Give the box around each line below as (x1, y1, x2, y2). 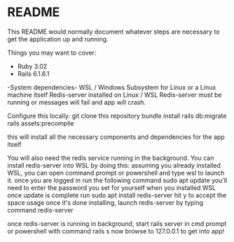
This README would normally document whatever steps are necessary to (7, 27, 220, 36)
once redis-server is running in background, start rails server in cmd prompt (7, 219, 227, 228)
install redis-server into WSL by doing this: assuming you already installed (7, 161, 221, 169)
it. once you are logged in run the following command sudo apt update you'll (7, 176, 228, 184)
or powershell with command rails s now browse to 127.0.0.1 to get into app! (7, 227, 225, 235)
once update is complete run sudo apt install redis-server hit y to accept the (7, 191, 227, 199)
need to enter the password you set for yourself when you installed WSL (7, 183, 216, 191)
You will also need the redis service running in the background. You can (7, 154, 214, 162)
